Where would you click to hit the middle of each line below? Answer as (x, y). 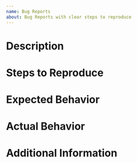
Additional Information (62, 153)
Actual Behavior (46, 126)
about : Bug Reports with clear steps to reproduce (69, 17)
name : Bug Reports (28, 11)
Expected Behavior (53, 100)
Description (35, 46)
